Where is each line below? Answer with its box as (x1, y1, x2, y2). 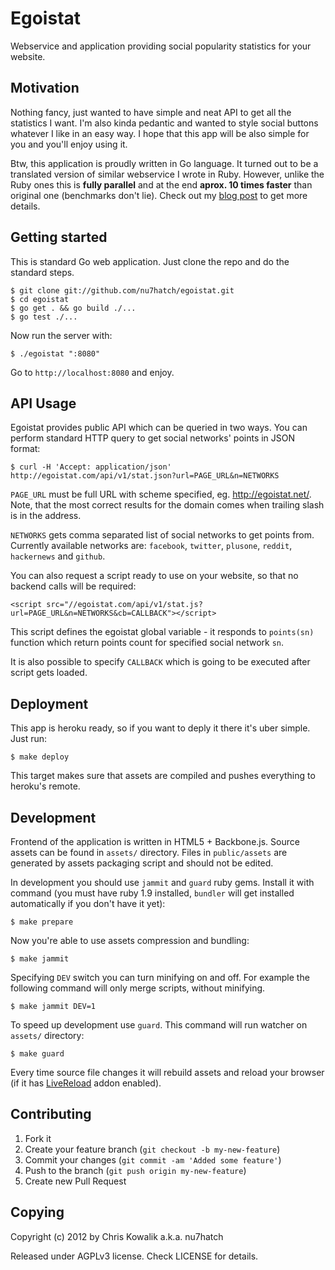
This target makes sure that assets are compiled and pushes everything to (10, 770, 316, 782)
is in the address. (10, 510, 82, 522)
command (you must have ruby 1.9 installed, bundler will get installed (10, 887, 295, 899)
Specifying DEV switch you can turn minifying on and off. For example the (10, 972, 310, 983)
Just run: (10, 733, 48, 745)
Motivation (10, 80, 80, 97)
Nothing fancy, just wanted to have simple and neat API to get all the (10, 106, 292, 118)
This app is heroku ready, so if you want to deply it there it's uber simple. (10, 722, 311, 734)
